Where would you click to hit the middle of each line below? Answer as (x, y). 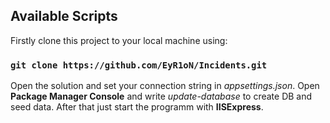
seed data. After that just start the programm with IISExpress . (137, 107)
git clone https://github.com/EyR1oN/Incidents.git (139, 65)
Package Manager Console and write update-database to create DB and (161, 96)
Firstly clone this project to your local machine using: (119, 40)
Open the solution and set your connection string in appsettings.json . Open (165, 86)
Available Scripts (64, 16)
